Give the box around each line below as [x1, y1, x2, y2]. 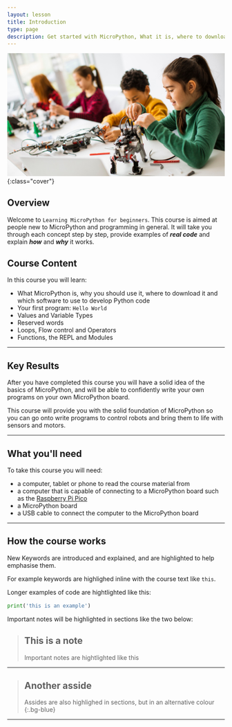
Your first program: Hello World [17, 304, 107, 312]
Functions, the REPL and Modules [17, 333, 113, 342]
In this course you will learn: [7, 276, 88, 284]
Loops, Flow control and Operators [17, 326, 117, 334]
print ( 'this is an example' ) [7, 602, 91, 609]
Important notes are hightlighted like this [23, 653, 139, 661]
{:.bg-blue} [23, 706, 56, 714]
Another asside [23, 679, 92, 692]
